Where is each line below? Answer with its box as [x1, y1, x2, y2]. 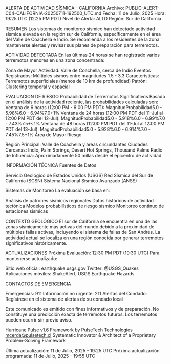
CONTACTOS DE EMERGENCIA [5, 281, 71, 287]
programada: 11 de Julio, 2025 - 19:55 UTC [5, 353, 96, 359]
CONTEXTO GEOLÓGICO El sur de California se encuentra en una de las [5, 218, 158, 224]
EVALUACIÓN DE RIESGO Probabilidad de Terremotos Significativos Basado [5, 94, 165, 99]
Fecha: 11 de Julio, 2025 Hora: [102, 10, 166, 16]
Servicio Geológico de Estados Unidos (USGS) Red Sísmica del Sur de [5, 172, 154, 178]
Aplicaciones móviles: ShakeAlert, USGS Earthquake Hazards [5, 271, 135, 276]
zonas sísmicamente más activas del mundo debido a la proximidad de [5, 224, 155, 230]
